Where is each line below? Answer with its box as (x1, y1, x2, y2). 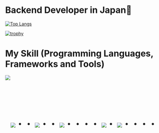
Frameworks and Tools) (5, 59, 105, 70)
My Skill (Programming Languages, (5, 48, 154, 59)
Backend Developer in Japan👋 (5, 4, 132, 16)
